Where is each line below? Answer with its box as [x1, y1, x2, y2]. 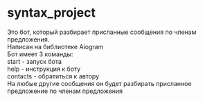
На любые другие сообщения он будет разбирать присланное [7, 79, 192, 87]
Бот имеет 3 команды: [7, 50, 73, 58]
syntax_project [7, 5, 96, 21]
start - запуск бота [7, 57, 62, 65]
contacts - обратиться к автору [7, 71, 100, 80]
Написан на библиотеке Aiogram [7, 42, 104, 51]
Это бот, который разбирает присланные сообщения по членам [7, 28, 197, 36]
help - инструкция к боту [7, 65, 81, 73]
